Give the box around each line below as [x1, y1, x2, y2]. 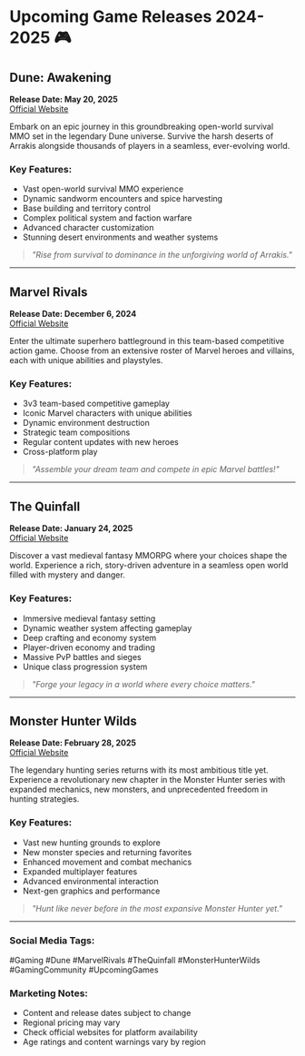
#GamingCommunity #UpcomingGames [9, 964, 159, 975]
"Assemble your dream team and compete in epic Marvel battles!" [31, 464, 280, 475]
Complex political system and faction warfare [22, 212, 192, 223]
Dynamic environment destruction [22, 418, 150, 429]
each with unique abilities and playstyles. [9, 355, 163, 366]
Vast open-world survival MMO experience [22, 183, 184, 194]
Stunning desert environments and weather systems [22, 232, 219, 242]
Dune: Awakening [9, 70, 112, 85]
